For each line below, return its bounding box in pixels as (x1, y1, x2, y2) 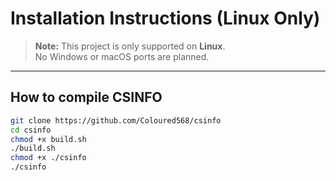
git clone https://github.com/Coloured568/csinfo (10, 115, 222, 126)
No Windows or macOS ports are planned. (34, 50, 210, 62)
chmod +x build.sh (10, 134, 87, 144)
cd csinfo (10, 125, 52, 135)
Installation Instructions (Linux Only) (10, 7, 321, 30)
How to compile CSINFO (10, 89, 163, 106)
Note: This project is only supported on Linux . (34, 40, 226, 52)
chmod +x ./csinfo (10, 153, 87, 163)
